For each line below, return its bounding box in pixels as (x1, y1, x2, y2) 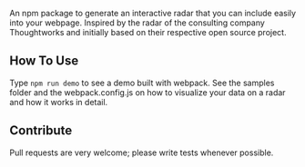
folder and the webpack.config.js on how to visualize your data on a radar (9, 86, 286, 98)
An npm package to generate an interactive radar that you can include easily (9, 8, 297, 18)
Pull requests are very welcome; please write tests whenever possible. (9, 147, 274, 158)
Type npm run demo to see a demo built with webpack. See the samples (9, 77, 275, 88)
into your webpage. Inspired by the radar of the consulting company (9, 17, 266, 28)
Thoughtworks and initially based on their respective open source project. (9, 27, 287, 37)
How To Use (9, 54, 79, 69)
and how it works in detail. (9, 96, 108, 107)
